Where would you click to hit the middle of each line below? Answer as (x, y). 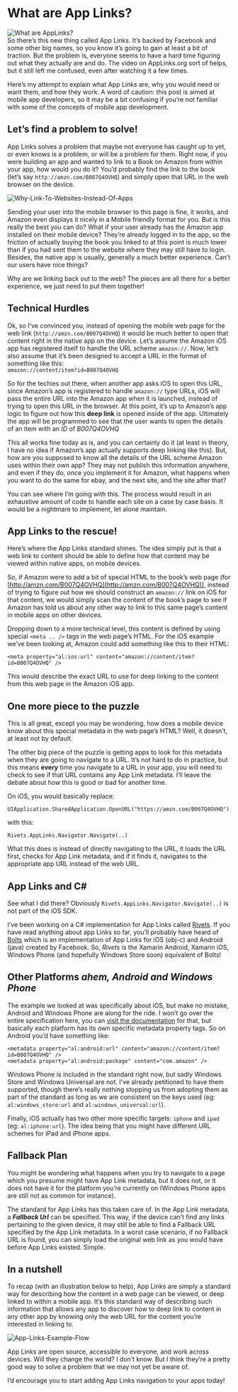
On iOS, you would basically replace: (61, 796)
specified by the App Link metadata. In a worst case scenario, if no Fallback (118, 1232)
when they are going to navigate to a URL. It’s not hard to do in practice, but (118, 760)
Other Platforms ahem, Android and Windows (110, 977)
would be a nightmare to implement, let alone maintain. (87, 509)
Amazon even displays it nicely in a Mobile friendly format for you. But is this (119, 219)
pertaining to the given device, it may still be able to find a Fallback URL (112, 1224)
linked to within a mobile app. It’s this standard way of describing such (110, 1302)
